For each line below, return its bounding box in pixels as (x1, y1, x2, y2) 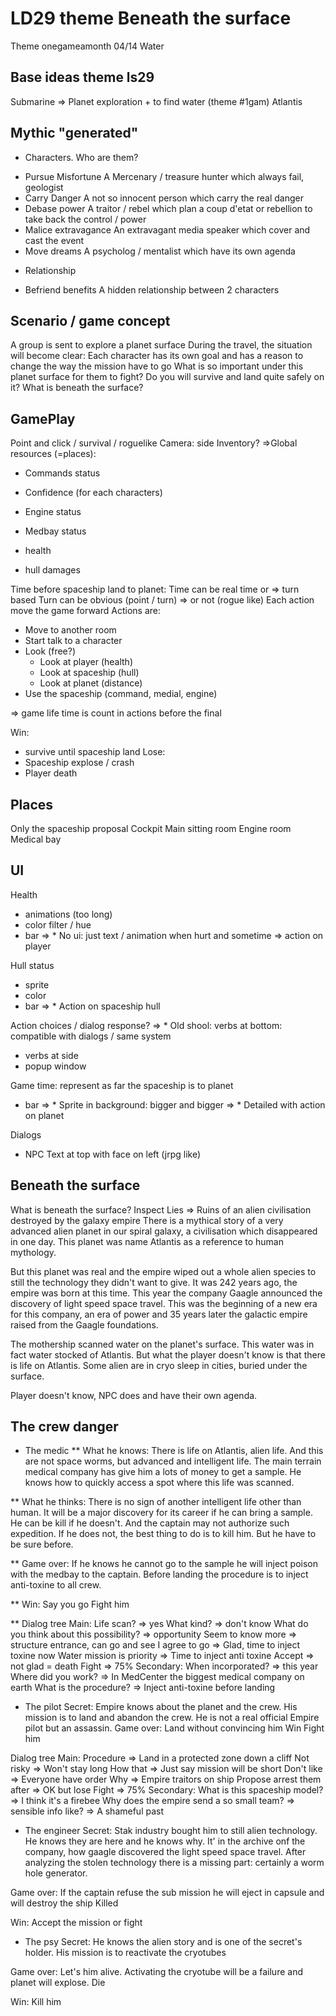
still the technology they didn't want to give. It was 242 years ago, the (10, 1276, 298, 1288)
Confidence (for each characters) (24, 487, 163, 499)
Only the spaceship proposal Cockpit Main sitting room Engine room (10, 823, 292, 834)
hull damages (24, 564, 81, 576)
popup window (24, 1060, 87, 1072)
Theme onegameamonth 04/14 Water (10, 40, 165, 52)
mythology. (10, 1246, 57, 1258)
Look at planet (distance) (39, 677, 143, 689)
